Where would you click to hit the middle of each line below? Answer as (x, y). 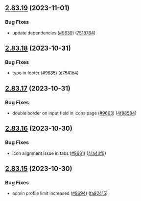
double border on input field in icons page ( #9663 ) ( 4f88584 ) (74, 113)
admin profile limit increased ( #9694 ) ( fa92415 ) (60, 193)
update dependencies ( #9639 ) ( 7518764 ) (54, 33)
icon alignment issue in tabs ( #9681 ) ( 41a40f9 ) (59, 153)
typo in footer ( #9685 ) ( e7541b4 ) (46, 73)
